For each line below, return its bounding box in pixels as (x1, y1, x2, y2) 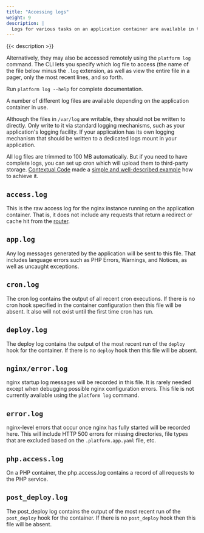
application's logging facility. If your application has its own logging (6, 128, 175, 136)
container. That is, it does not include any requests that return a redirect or (6, 211, 192, 219)
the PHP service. (6, 475, 49, 483)
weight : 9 (6, 15, 32, 21)
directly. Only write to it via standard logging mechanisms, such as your (6, 122, 185, 129)
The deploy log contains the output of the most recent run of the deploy (6, 340, 185, 347)
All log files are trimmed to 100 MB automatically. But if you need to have (6, 153, 188, 160)
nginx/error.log (6, 364, 68, 373)
